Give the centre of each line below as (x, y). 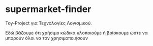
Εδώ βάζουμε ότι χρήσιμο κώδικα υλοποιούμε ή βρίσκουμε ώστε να (76, 32)
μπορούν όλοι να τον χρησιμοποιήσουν (47, 38)
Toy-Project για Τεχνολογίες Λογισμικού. (49, 23)
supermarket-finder (48, 9)
